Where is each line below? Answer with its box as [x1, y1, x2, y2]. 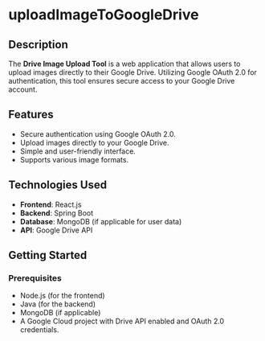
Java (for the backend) [19, 299, 96, 309]
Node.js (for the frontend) [19, 291, 106, 301]
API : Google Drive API [19, 225, 93, 235]
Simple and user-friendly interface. [19, 146, 137, 156]
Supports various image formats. [19, 154, 129, 164]
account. [8, 84, 38, 94]
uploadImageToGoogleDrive [8, 6, 199, 24]
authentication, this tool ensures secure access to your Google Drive [8, 76, 235, 85]
